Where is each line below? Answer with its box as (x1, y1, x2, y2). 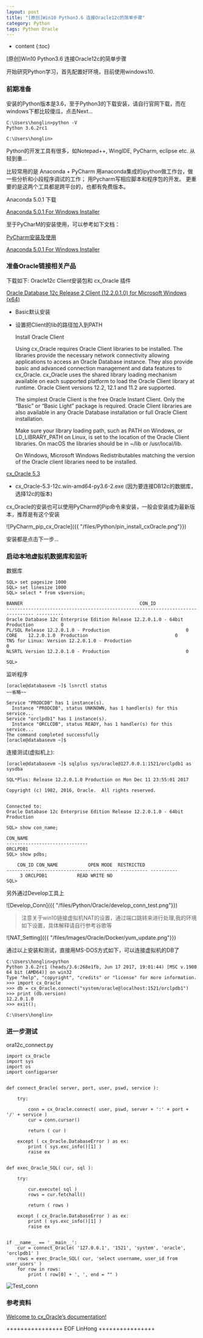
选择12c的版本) (15, 490, 53, 497)
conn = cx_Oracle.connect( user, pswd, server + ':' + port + (28, 1107, 189, 1113)
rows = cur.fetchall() (28, 1192, 86, 1198)
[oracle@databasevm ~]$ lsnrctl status (6, 683, 108, 689)
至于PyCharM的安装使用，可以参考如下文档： (6, 220, 120, 228)
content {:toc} (15, 43, 50, 50)
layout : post (6, 9, 40, 15)
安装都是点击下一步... (6, 535, 60, 543)
